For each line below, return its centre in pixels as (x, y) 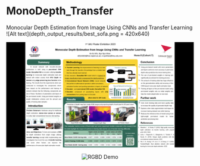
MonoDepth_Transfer (60, 11)
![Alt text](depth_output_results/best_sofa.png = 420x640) (78, 33)
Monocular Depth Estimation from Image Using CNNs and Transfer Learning (99, 27)
